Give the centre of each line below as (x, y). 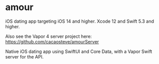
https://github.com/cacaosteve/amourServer (52, 41)
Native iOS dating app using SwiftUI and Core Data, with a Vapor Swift (79, 51)
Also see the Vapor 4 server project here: (49, 36)
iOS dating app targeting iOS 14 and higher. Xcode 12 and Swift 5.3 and (80, 21)
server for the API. (24, 56)
